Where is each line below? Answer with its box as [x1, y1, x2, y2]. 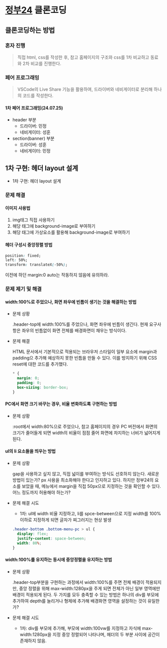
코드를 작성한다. [22, 93, 54, 98]
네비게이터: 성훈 [19, 129, 51, 135]
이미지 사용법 [5, 205, 31, 211]
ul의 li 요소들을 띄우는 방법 [5, 448, 56, 454]
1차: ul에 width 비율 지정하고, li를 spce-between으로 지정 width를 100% [19, 511, 162, 517]
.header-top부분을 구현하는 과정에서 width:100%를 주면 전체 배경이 [12, 579, 145, 585]
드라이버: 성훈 [19, 142, 47, 148]
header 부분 [12, 117, 36, 123]
